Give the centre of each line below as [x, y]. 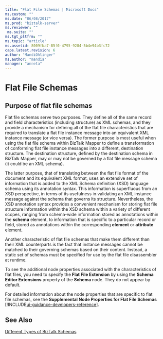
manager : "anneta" [24, 64]
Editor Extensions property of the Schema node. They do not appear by [78, 280]
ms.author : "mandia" [26, 59]
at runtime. [16, 260]
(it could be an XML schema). [35, 164]
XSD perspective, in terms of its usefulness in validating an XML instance [78, 194]
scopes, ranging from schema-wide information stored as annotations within [82, 215]
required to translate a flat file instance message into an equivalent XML [77, 133]
